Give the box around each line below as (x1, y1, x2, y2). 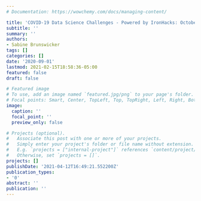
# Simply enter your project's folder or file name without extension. (6, 141, 194, 147)
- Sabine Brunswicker (6, 42, 60, 48)
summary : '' (6, 31, 36, 36)
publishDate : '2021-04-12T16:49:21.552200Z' (6, 163, 119, 169)
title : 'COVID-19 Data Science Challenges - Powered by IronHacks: (6, 19, 178, 26)
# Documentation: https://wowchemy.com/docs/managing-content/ (6, 8, 167, 15)
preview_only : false (11, 119, 63, 126)
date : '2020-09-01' (6, 58, 55, 65)
